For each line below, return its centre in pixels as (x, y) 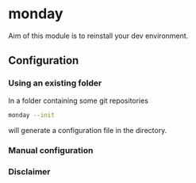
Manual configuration (51, 151)
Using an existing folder (55, 83)
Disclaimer (29, 172)
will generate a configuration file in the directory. (88, 130)
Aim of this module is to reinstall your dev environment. (98, 36)
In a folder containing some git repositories (79, 101)
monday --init (32, 115)
